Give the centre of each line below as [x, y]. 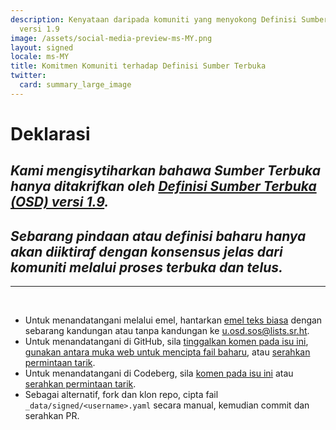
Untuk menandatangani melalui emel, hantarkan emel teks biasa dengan [173, 320]
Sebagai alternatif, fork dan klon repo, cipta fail [121, 395]
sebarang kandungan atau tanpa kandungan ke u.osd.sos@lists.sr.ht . [167, 331]
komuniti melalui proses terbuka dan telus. [146, 267]
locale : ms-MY [40, 57]
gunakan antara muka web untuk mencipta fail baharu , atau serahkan [167, 352]
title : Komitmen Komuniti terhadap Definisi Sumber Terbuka [138, 66]
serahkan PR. [52, 416]
